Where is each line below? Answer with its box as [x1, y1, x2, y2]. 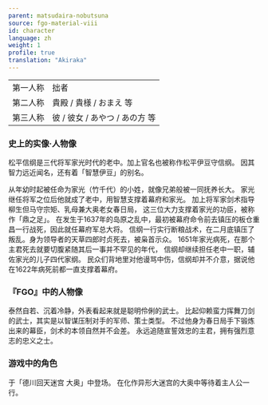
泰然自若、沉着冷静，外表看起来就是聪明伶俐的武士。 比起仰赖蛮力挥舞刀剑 [8, 306, 255, 316]
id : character [8, 26, 56, 34]
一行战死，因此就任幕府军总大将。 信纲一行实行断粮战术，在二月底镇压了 [14, 224, 255, 234]
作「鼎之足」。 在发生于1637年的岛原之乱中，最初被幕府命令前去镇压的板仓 [8, 215, 253, 224]
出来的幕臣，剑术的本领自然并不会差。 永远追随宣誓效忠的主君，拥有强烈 [8, 326, 248, 336]
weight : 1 [8, 42, 41, 50]
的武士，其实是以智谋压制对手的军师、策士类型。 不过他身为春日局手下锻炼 [8, 316, 255, 326]
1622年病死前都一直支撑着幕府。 [14, 264, 122, 274]
